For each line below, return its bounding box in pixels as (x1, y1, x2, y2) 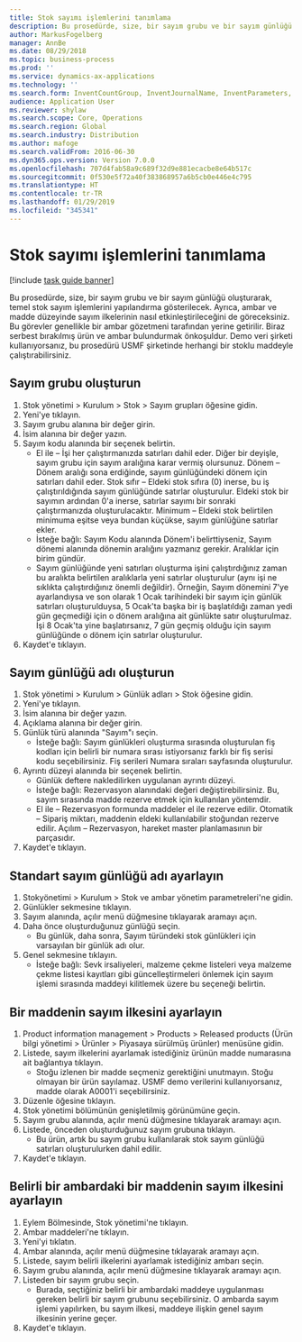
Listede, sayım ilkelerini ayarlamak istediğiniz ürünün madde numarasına (22, 1047, 291, 1058)
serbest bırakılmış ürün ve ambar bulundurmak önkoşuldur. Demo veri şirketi (9, 330, 293, 341)
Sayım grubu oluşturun (9, 376, 142, 391)
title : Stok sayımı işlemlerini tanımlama (9, 13, 171, 23)
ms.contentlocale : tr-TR (9, 189, 103, 198)
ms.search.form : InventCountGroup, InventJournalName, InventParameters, (9, 88, 293, 97)
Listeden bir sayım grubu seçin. (22, 1274, 140, 1285)
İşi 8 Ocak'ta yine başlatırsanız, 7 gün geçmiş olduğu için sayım (35, 619, 272, 631)
